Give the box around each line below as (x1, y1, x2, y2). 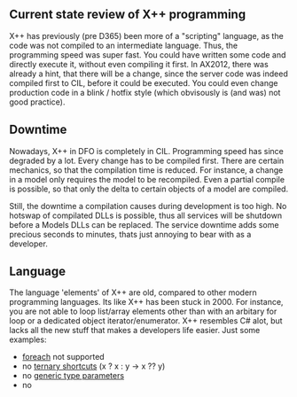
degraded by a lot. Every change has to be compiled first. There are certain (9, 155, 285, 166)
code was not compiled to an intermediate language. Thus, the (9, 40, 238, 51)
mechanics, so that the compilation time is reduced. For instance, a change (9, 164, 284, 175)
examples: (9, 334, 47, 345)
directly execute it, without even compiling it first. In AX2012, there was (9, 58, 269, 69)
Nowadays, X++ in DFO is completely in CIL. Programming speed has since (9, 145, 284, 156)
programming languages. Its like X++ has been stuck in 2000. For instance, (9, 297, 284, 307)
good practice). (9, 97, 66, 107)
